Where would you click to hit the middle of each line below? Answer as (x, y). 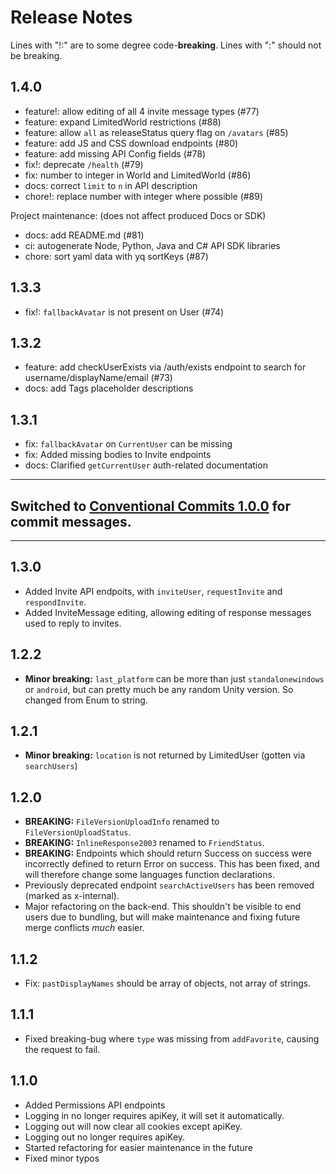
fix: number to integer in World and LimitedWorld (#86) (138, 175)
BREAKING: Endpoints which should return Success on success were (168, 853)
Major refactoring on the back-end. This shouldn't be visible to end (163, 907)
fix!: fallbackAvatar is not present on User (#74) (124, 312)
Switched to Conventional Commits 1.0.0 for (150, 506)
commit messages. (71, 521)
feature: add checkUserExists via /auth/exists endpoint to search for (165, 367)
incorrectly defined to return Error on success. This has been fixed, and (172, 864)
